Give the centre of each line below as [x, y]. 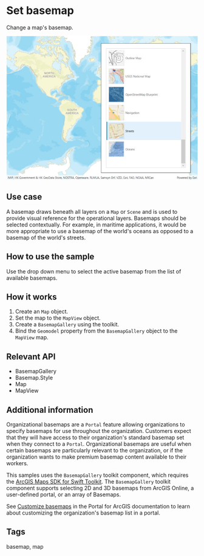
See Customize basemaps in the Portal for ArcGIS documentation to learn [98, 506]
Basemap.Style [34, 378]
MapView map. [32, 337]
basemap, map [25, 546]
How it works [32, 297]
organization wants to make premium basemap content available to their [97, 457]
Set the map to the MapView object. [58, 318]
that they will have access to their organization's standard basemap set [95, 437]
